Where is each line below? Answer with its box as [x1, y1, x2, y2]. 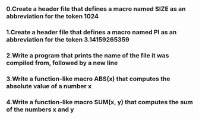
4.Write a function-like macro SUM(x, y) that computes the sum [6, 98, 193, 106]
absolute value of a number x [6, 82, 92, 90]
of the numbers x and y [6, 105, 74, 114]
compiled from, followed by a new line [6, 59, 118, 67]
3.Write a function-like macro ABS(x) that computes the [6, 75, 170, 83]
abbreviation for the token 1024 [6, 12, 99, 20]
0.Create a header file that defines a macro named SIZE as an [6, 5, 186, 13]
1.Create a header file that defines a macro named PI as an [6, 28, 177, 36]
